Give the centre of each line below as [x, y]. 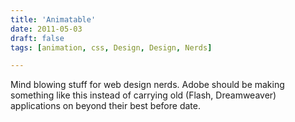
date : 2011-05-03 [46, 29]
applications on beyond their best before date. [105, 106]
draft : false [37, 38]
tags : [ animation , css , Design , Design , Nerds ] [111, 47]
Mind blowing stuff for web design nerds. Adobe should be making [147, 85]
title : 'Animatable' [53, 19]
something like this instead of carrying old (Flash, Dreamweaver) [143, 95]
